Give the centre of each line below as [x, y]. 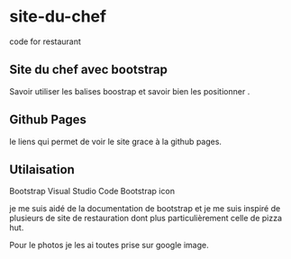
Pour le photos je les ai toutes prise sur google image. [109, 246]
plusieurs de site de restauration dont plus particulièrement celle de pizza [145, 219]
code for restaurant [45, 41]
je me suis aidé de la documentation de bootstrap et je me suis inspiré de [145, 209]
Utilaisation [42, 170]
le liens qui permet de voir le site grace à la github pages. [116, 141]
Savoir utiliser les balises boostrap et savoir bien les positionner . [130, 91]
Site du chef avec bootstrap [89, 70]
